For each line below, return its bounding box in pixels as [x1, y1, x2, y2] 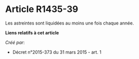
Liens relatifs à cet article [5, 29, 59, 35]
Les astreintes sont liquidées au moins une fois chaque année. [5, 20, 134, 26]
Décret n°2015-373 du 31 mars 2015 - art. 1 [12, 49, 102, 55]
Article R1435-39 [5, 3, 79, 15]
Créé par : [5, 39, 25, 45]
